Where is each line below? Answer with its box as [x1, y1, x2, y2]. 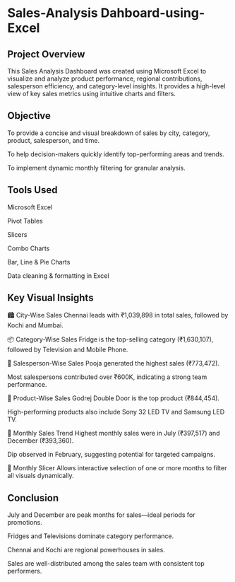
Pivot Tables [7, 216, 44, 225]
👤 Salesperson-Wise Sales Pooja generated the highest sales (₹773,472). [7, 359, 220, 368]
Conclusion [7, 491, 59, 504]
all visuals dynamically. [7, 472, 74, 480]
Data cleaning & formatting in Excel [7, 271, 109, 280]
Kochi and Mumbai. [7, 321, 64, 330]
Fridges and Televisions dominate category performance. [7, 532, 174, 540]
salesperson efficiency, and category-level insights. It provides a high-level [7, 82, 226, 90]
